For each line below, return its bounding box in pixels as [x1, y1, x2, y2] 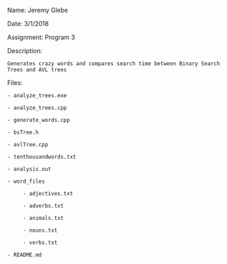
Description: [7, 47, 43, 55]
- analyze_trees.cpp [7, 104, 68, 111]
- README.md [7, 251, 42, 258]
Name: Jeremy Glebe [7, 6, 68, 14]
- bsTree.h [7, 129, 39, 136]
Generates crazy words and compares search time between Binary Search [7, 60, 220, 67]
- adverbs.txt [22, 202, 64, 209]
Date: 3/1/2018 [7, 20, 49, 27]
